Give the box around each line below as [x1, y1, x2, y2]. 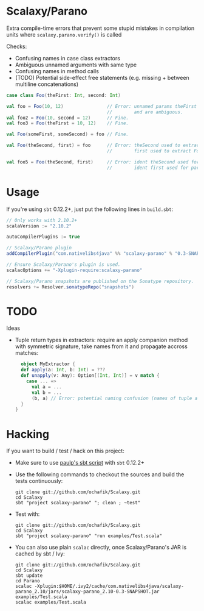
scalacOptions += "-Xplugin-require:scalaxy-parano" [6, 267, 143, 273]
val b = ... [31, 389, 62, 396]
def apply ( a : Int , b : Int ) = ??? [21, 367, 106, 373]
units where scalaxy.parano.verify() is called [6, 30, 122, 38]
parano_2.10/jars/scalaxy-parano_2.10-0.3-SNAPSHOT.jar [15, 588, 160, 595]
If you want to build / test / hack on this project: [6, 447, 124, 455]
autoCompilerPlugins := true [6, 234, 80, 240]
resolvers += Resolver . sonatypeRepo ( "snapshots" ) [6, 284, 135, 290]
